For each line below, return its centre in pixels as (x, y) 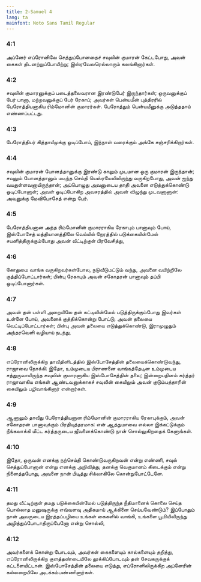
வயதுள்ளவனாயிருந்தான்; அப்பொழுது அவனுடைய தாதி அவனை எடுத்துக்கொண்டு (98, 184)
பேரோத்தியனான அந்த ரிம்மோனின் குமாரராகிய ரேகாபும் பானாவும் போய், (88, 227)
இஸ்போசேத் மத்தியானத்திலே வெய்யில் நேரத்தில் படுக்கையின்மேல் (82, 234)
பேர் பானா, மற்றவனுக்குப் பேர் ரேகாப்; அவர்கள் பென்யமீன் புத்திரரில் (84, 99)
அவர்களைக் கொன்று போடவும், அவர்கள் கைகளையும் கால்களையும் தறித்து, (90, 552)
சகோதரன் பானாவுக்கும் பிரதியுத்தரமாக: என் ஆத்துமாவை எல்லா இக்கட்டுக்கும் (95, 425)
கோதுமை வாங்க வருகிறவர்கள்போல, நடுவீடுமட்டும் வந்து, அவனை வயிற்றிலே (94, 270)
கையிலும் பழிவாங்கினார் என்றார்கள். (46, 389)
